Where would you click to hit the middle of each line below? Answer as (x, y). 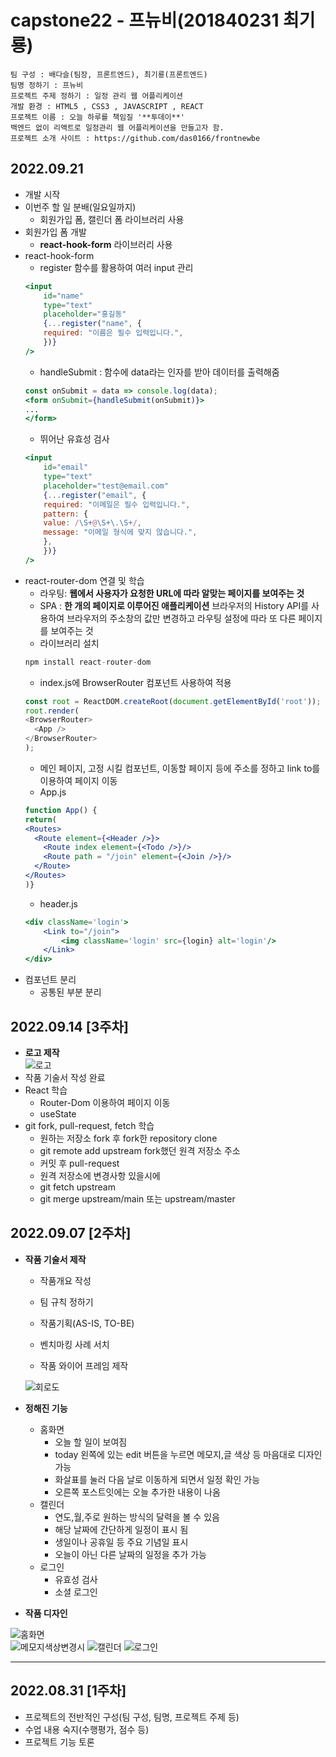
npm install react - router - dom (88, 662)
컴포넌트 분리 (50, 980)
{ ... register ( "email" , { (95, 495)
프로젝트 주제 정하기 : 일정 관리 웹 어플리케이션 (97, 96)
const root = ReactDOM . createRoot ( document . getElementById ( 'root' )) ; (173, 701)
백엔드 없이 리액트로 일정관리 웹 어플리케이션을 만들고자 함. (117, 127)
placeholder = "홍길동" (85, 314)
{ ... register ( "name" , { (92, 324)
